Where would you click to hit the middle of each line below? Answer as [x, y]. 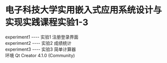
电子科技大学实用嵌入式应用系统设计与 [84, 10]
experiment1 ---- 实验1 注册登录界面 [42, 37]
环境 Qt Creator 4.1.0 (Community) [40, 55]
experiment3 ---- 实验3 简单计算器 [41, 49]
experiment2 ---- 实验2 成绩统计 [38, 43]
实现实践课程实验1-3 [47, 22]
